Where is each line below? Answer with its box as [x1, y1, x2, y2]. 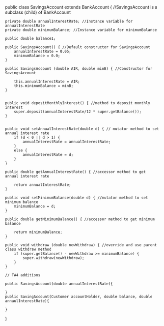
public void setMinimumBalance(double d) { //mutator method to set [5, 195, 148, 200]
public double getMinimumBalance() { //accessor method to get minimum [5, 217, 155, 222]
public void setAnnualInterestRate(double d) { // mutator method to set [5, 126, 160, 131]
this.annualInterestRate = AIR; [14, 79, 80, 84]
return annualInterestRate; [14, 182, 71, 187]
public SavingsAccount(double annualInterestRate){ [5, 281, 113, 286]
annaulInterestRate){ [5, 298, 50, 303]
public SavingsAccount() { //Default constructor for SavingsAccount [5, 45, 151, 50]
